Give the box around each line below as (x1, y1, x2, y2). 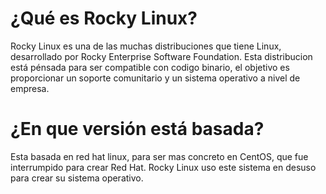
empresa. (10, 82, 50, 94)
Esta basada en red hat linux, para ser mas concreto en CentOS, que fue (10, 150, 309, 162)
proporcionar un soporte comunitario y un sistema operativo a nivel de (10, 72, 301, 84)
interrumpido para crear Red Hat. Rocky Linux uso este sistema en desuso (10, 161, 317, 173)
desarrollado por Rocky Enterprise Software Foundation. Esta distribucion (10, 50, 313, 62)
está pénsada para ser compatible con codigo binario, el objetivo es (10, 61, 290, 73)
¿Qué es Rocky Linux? (10, 7, 198, 30)
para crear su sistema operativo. (10, 172, 144, 184)
